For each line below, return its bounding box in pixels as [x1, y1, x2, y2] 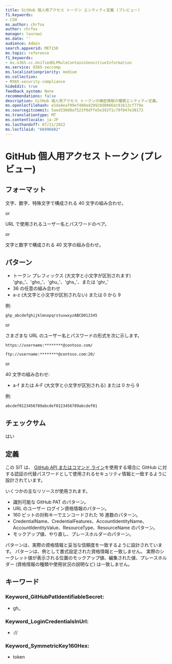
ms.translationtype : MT [5, 112, 56, 118]
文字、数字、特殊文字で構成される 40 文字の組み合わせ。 [5, 200, 126, 206]
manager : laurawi [5, 31, 43, 36]
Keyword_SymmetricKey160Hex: [5, 642, 90, 649]
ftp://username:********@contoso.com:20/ [5, 352, 95, 357]
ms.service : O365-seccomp [5, 65, 61, 70]
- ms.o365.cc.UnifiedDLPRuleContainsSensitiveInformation [5, 60, 132, 65]
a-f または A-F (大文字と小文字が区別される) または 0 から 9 [12, 382, 140, 388]
